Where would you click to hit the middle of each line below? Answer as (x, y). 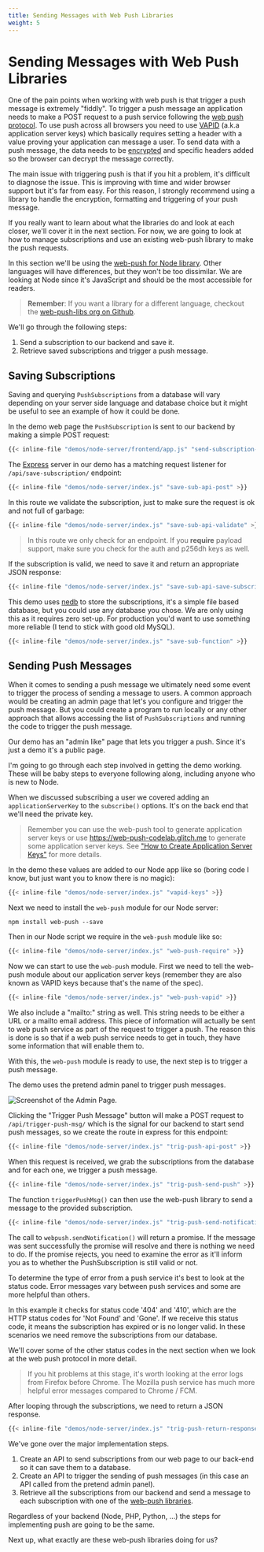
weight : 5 (24, 23)
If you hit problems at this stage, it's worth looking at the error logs (135, 1374)
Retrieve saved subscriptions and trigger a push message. (114, 351)
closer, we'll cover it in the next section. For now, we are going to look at (125, 231)
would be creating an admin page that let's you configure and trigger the (126, 701)
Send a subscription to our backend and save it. (97, 343)
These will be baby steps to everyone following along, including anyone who (132, 774)
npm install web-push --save (56, 923)
